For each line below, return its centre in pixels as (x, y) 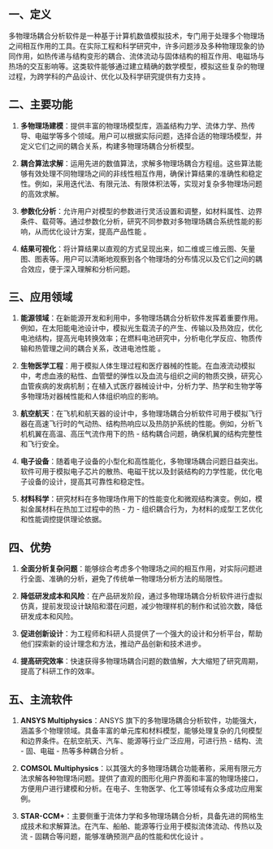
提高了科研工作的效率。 (59, 671)
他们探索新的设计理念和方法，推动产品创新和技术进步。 (113, 644)
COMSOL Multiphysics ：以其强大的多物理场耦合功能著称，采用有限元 (138, 768)
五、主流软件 (41, 699)
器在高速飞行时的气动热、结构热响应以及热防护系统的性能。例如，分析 (138, 424)
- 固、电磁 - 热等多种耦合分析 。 (74, 751)
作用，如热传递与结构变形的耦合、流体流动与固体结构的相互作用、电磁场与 (140, 56)
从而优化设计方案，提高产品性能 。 (93, 231)
